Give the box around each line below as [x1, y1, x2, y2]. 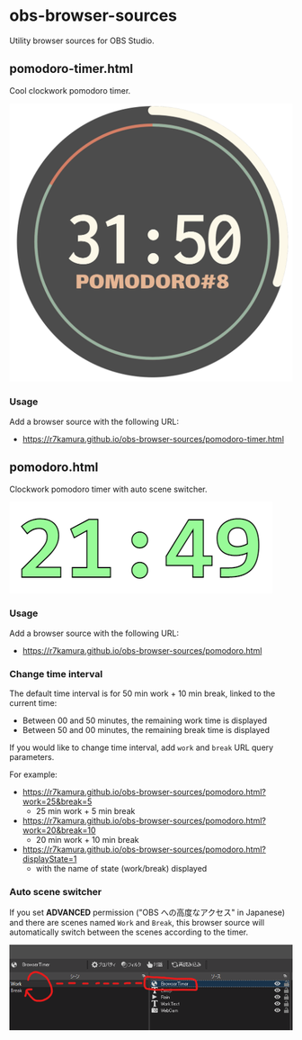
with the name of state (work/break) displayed [35, 864, 208, 874]
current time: [9, 698, 58, 709]
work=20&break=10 [22, 825, 96, 836]
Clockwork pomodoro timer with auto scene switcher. [9, 484, 208, 494]
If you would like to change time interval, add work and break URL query [9, 742, 274, 753]
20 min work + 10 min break [35, 835, 139, 846]
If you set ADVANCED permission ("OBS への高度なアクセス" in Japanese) [9, 907, 286, 918]
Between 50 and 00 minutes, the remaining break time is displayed [22, 725, 271, 736]
